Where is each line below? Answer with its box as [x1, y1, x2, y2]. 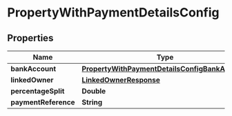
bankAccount [10, 64, 57, 73]
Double [81, 86, 106, 95]
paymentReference [10, 97, 75, 107]
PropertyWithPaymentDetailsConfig [7, 5, 220, 21]
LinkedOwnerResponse [81, 76, 161, 84]
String [81, 97, 103, 107]
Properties [7, 32, 54, 44]
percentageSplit [10, 86, 65, 95]
